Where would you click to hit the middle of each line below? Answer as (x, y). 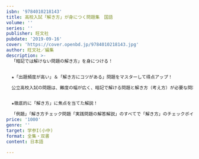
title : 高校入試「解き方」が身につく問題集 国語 (60, 17)
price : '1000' (24, 120)
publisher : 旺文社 (28, 34)
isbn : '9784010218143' (34, 12)
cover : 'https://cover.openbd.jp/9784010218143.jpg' (73, 45)
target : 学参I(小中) (30, 131)
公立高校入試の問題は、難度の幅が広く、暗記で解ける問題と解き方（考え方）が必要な (99, 87)
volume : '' (20, 22)
